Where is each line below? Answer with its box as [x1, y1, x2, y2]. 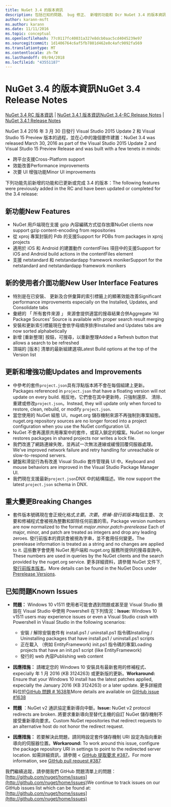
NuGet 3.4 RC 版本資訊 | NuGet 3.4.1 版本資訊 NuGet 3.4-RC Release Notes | [5, 112, 164, 118]
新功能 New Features [5, 207, 70, 216]
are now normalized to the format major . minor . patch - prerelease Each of [12, 524, 164, 530]
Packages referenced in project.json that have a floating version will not [12, 388, 166, 394]
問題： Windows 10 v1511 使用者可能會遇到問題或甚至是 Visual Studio [12, 601, 157, 608]
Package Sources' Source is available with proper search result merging [12, 316, 164, 322]
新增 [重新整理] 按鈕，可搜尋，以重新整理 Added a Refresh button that [12, 334, 158, 340]
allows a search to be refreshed [12, 340, 79, 346]
